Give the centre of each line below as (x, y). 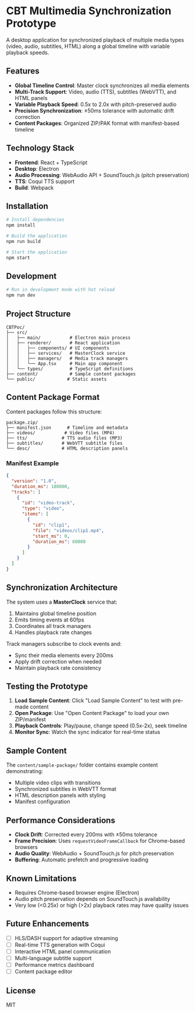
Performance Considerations (61, 820)
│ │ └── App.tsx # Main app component (64, 364)
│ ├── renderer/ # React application (63, 343)
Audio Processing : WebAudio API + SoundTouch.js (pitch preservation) (102, 175)
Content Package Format (53, 397)
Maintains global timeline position (55, 613)
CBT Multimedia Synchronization (89, 11)
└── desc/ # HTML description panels (67, 448)
